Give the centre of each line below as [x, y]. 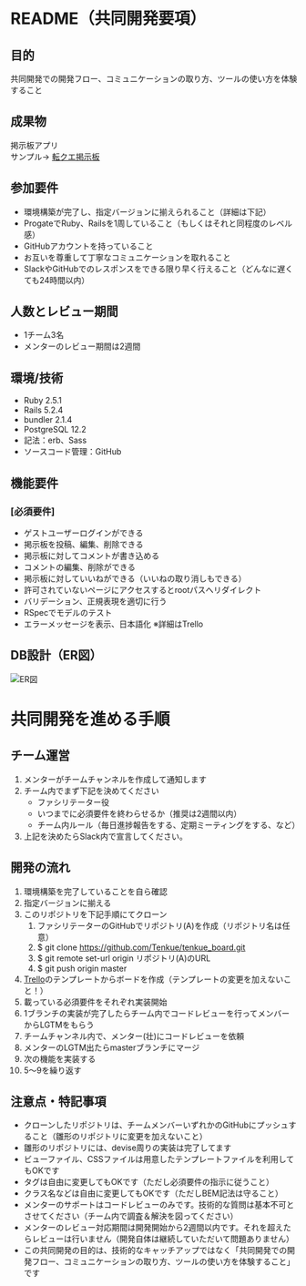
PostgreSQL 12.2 [55, 430]
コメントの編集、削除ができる [79, 566]
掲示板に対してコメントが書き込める [92, 556]
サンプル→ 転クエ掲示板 [55, 157]
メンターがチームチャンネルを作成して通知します [115, 779]
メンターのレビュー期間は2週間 [82, 346]
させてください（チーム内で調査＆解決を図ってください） [131, 1216]
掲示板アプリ [34, 145]
